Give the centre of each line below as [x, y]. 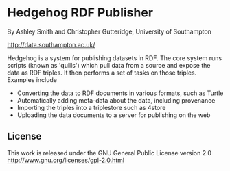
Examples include [32, 79]
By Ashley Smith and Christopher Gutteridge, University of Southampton [109, 31]
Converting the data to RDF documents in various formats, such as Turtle [120, 93]
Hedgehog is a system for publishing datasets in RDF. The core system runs [114, 58]
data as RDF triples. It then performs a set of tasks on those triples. [102, 73]
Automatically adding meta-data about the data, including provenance [116, 100]
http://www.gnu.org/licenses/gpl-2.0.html [66, 160]
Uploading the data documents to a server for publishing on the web [114, 115]
